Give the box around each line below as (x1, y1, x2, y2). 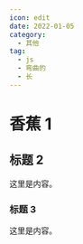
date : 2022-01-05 (9, 22, 75, 31)
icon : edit (9, 13, 51, 23)
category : (9, 30, 47, 39)
